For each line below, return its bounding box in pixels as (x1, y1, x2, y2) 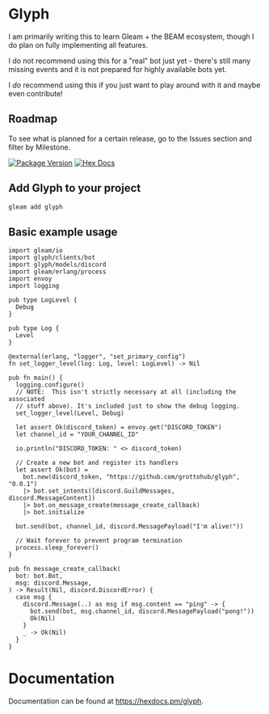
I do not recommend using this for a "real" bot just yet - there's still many (8, 56, 251, 65)
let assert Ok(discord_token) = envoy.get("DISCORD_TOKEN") (15, 424, 222, 432)
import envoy (8, 275, 53, 283)
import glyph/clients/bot (8, 254, 95, 262)
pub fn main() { (8, 374, 63, 382)
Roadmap (8, 112, 58, 126)
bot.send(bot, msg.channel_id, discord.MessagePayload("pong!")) (29, 607, 254, 615)
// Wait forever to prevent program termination (15, 537, 183, 545)
